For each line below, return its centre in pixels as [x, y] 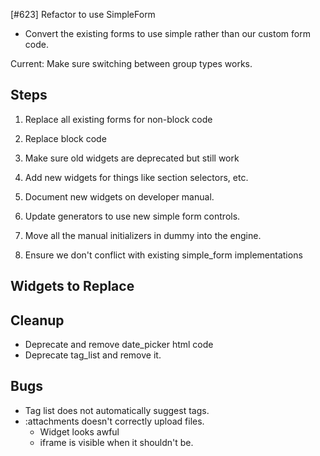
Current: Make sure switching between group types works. [131, 63]
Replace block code [65, 138]
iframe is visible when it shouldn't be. [116, 442]
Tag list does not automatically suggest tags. [117, 410]
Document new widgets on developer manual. [119, 196]
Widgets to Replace [72, 286]
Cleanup [37, 320]
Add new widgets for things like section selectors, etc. [136, 177]
